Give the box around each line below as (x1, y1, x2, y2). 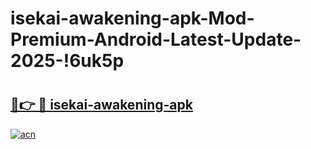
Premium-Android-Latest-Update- (10, 28, 302, 51)
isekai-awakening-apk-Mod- (10, 7, 255, 30)
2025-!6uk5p (10, 50, 125, 72)
